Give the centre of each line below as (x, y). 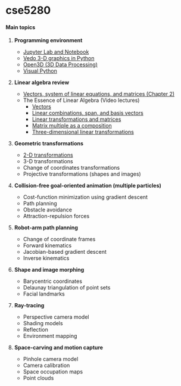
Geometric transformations (49, 144)
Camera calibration (46, 365)
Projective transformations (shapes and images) (82, 174)
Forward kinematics (47, 245)
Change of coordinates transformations (71, 168)
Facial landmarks (44, 294)
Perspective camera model (56, 317)
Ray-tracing (29, 306)
